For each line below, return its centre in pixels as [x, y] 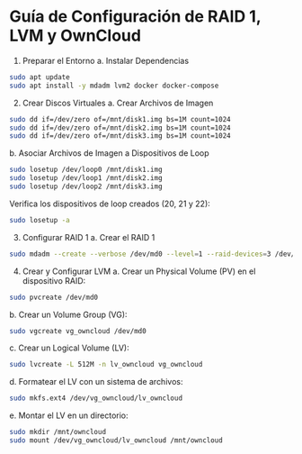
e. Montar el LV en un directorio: [69, 415]
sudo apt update [40, 77]
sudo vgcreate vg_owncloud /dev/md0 [78, 331]
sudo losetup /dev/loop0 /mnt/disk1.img [86, 170]
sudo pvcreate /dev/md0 [54, 297]
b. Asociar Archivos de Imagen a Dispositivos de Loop [109, 153]
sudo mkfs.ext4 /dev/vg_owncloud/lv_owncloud [96, 398]
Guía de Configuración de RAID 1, [135, 17]
